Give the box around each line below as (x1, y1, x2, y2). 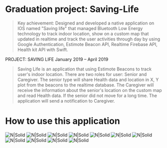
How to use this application (5, 115, 121, 127)
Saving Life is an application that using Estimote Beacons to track (17, 66, 152, 72)
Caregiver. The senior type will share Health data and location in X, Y (17, 76, 159, 82)
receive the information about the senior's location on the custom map (17, 87, 162, 93)
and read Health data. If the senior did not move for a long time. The (17, 92, 158, 98)
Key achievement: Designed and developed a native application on (17, 20, 155, 26)
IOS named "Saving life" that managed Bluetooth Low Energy (17, 25, 143, 31)
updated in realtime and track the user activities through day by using (17, 36, 161, 42)
